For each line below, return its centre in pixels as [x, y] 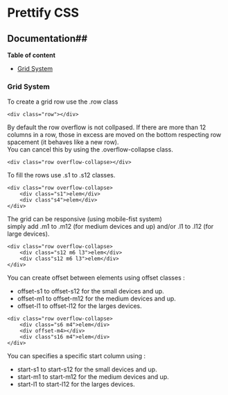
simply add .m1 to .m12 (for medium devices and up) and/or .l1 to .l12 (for [111, 227]
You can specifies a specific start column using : [76, 356]
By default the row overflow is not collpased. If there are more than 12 [107, 127]
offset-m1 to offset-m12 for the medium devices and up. [97, 299]
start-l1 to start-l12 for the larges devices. [76, 385]
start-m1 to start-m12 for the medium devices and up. [93, 377]
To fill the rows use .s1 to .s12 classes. [61, 175]
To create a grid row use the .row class [63, 102]
